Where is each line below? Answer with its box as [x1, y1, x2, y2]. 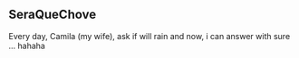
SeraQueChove [8, 7, 97, 22]
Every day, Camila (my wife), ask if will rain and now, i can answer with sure [8, 30, 291, 41]
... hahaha [8, 40, 46, 51]
